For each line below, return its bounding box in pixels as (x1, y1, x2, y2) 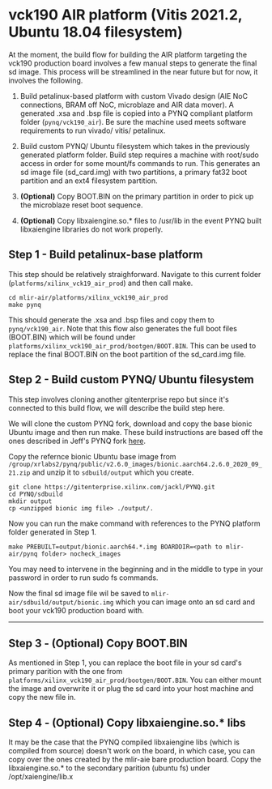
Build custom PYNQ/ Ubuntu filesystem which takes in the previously (19, 141, 250, 151)
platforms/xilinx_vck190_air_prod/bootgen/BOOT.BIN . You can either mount (8, 675, 261, 685)
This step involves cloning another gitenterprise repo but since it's (8, 394, 229, 404)
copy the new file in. (8, 693, 76, 702)
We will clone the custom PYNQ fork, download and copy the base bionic (8, 419, 253, 429)
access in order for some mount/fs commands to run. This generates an (19, 158, 261, 168)
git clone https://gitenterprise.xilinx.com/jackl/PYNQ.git (8, 483, 216, 491)
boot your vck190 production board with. (8, 605, 144, 615)
